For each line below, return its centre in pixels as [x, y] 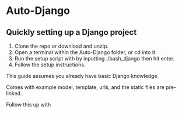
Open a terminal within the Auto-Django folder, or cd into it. [85, 52]
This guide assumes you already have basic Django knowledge [82, 76]
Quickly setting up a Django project [71, 32]
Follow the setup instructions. [50, 65]
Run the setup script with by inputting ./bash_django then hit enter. [94, 58]
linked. [14, 93]
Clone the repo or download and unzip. [62, 46]
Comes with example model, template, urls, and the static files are [85, 87]
